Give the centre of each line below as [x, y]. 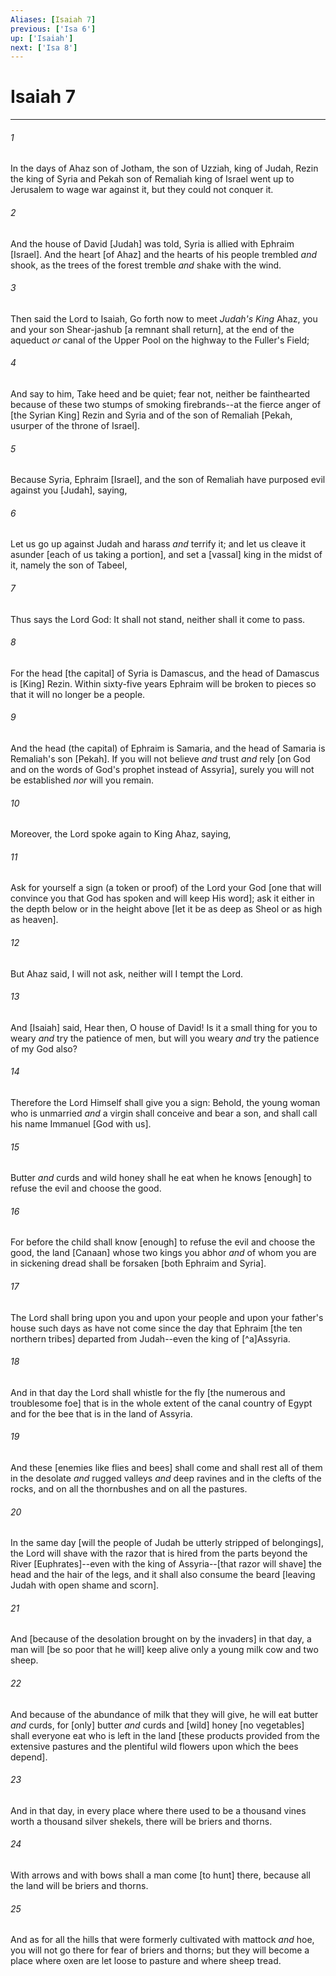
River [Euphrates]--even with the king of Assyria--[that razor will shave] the [166, 1564]
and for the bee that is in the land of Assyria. [101, 1413]
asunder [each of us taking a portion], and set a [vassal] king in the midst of [166, 555]
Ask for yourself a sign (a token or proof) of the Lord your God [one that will [166, 888]
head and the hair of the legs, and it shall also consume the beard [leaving [163, 1575]
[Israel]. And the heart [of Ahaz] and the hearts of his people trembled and [164, 254]
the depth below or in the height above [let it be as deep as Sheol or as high [166, 909]
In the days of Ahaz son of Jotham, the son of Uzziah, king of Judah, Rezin [164, 168]
